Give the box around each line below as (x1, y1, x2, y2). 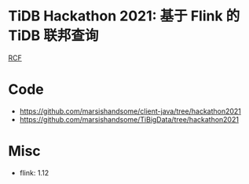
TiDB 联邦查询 (8, 27, 99, 45)
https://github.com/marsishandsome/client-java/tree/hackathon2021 (19, 106, 242, 116)
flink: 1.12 (19, 168, 49, 177)
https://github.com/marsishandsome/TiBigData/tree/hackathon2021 (19, 114, 240, 124)
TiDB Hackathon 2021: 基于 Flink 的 (8, 7, 240, 25)
